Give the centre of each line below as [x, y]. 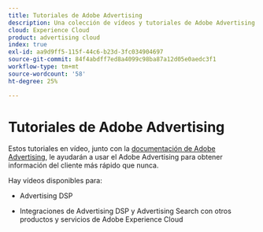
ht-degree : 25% [33, 81]
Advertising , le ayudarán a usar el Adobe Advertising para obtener [115, 157]
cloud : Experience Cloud [49, 30]
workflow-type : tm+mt [44, 67]
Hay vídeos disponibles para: [55, 181]
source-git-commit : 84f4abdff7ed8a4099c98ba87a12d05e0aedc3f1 [112, 60]
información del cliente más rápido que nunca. [83, 165]
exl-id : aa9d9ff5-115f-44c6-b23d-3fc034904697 [86, 52]
